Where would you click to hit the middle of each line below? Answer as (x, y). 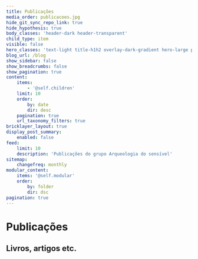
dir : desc (39, 110)
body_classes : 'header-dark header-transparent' (67, 34)
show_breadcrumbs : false (37, 66)
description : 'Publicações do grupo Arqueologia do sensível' (95, 154)
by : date (38, 104)
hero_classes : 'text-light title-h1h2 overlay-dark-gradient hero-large (97, 50)
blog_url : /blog (26, 55)
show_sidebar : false (32, 61)
